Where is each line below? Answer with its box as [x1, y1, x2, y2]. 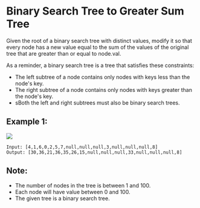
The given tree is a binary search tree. [15, 195, 110, 202]
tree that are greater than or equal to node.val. [6, 50, 121, 57]
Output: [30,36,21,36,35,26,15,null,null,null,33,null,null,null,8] [6, 149, 182, 155]
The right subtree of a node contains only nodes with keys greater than [15, 86, 192, 93]
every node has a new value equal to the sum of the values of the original [6, 44, 189, 51]
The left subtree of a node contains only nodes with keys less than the [15, 73, 190, 80]
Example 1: [6, 117, 48, 127]
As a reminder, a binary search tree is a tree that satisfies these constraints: [6, 62, 195, 69]
